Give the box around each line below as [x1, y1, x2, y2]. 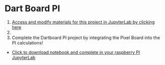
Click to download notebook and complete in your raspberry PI [11, 49, 140, 55]
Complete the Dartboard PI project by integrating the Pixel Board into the [11, 35, 161, 41]
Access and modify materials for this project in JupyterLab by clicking [11, 19, 155, 25]
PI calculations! [11, 40, 43, 45]
